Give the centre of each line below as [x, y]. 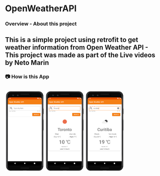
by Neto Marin [27, 62]
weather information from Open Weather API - [77, 47]
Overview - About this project [41, 24]
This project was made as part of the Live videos [80, 55]
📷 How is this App [27, 77]
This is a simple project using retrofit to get [72, 40]
